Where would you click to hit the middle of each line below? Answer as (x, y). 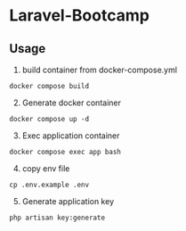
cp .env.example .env (49, 185)
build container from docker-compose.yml (100, 70)
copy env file (46, 169)
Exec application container (71, 136)
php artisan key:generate (57, 218)
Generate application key (68, 201)
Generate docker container (72, 103)
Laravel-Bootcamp (79, 16)
